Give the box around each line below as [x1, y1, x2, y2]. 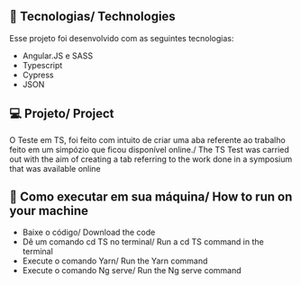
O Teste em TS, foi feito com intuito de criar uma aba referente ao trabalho [9, 134, 286, 145]
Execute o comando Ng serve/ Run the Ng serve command [22, 265, 242, 276]
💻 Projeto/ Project [9, 106, 114, 121]
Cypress [22, 69, 54, 80]
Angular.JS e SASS [22, 50, 93, 61]
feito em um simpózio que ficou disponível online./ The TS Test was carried [9, 144, 290, 155]
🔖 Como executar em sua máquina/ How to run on [9, 190, 293, 205]
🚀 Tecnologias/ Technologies [9, 9, 176, 24]
